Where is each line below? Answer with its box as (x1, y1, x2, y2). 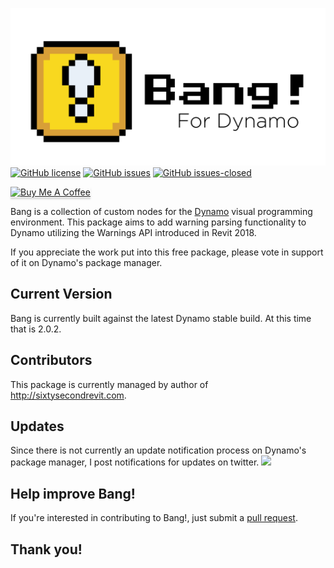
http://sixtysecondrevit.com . (10, 389, 127, 401)
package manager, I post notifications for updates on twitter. (10, 456, 260, 468)
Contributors (10, 352, 93, 369)
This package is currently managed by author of (10, 378, 209, 390)
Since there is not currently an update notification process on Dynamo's (10, 444, 307, 457)
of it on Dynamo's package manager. (10, 257, 163, 268)
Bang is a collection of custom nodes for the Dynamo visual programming (10, 206, 313, 217)
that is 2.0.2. (10, 323, 62, 335)
